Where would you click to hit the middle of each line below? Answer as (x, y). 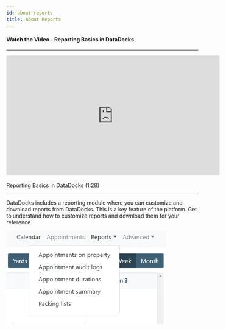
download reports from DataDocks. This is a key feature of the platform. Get (102, 209)
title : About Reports (34, 19)
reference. (19, 222)
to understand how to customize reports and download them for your (93, 216)
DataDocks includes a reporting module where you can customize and (94, 203)
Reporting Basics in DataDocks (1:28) (53, 185)
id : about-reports (30, 13)
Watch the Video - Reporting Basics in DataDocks (70, 40)
